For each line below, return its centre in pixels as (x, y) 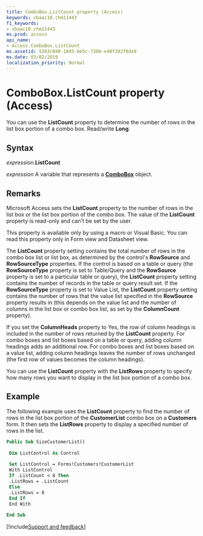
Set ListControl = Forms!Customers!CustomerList (72, 464)
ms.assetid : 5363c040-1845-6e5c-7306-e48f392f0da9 (72, 52)
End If (17, 498)
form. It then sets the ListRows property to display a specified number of (98, 424)
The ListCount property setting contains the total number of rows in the (96, 251)
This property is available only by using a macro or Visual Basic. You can (97, 233)
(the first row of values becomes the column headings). (75, 359)
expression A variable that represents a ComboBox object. (79, 174)
